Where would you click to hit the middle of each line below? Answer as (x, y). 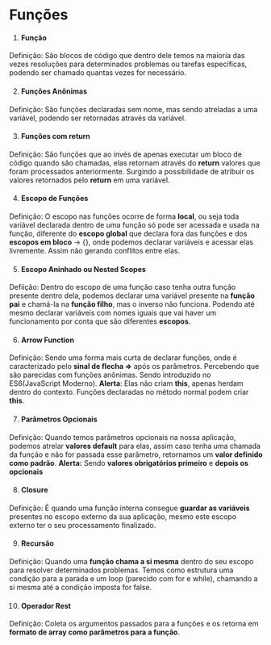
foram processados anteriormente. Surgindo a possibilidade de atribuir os (132, 171)
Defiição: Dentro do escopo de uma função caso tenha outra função (123, 287)
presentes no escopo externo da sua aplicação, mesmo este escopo (123, 516)
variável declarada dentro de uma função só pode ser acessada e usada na (135, 225)
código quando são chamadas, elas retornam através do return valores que (135, 162)
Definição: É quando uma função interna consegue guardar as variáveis (129, 508)
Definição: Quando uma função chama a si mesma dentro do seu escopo (131, 562)
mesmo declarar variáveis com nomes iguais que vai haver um (113, 313)
